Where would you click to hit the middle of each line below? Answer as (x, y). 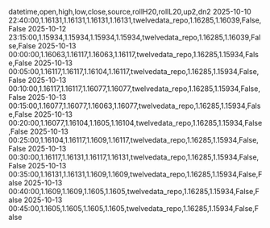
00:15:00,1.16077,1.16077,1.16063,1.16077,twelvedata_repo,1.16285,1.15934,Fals (135, 106)
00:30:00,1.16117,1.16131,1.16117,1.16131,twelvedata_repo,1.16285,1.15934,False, (134, 157)
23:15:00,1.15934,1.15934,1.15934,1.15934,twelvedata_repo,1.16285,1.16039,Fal (135, 37)
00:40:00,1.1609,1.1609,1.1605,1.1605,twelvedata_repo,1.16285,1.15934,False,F (134, 191)
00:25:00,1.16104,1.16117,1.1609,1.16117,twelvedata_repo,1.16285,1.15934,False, (134, 140)
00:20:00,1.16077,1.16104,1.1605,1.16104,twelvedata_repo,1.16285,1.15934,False (135, 123)
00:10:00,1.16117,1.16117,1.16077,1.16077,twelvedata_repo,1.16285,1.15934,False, (134, 89)
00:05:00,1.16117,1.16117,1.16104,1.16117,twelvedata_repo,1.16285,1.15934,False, (134, 71)
